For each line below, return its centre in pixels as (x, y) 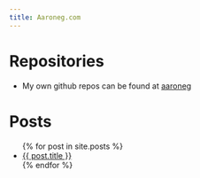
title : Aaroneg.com (45, 17)
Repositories (57, 61)
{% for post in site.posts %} (73, 146)
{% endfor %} (47, 165)
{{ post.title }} (47, 155)
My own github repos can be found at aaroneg (107, 86)
